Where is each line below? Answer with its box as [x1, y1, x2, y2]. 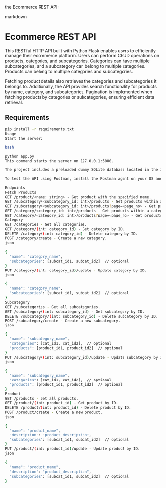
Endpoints [5, 185, 26, 190]
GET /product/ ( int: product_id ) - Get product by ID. [5, 401, 119, 406]
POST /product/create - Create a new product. [5, 410, 103, 415]
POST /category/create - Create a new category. [5, 236, 107, 241]
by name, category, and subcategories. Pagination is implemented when [5, 89, 152, 95]
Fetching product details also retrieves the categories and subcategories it [5, 78, 157, 84]
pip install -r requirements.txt [5, 126, 74, 132]
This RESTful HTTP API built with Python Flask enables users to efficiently [5, 47, 156, 54]
